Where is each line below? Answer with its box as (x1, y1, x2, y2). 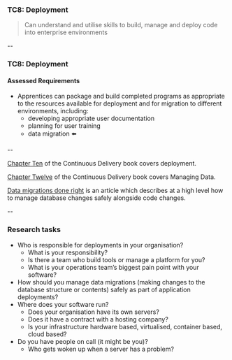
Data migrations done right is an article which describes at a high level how (7, 187, 224, 195)
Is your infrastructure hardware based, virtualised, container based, (27, 322, 222, 331)
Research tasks (7, 225, 61, 235)
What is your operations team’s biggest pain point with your (27, 263, 199, 271)
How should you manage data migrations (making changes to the (17, 278, 205, 286)
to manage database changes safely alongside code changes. (7, 194, 187, 202)
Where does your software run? (17, 300, 109, 308)
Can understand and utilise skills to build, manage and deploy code (24, 21, 218, 29)
